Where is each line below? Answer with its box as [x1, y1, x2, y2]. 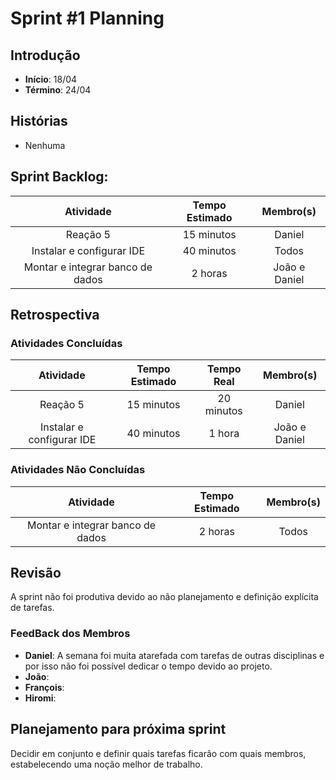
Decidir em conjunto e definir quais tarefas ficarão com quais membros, [10, 747, 307, 759]
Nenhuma [24, 139, 66, 151]
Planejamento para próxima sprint [10, 721, 227, 738]
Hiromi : [24, 692, 57, 704]
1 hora [208, 427, 240, 441]
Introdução [10, 47, 81, 64]
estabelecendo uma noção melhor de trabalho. [10, 758, 203, 770]
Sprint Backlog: [10, 168, 109, 186]
